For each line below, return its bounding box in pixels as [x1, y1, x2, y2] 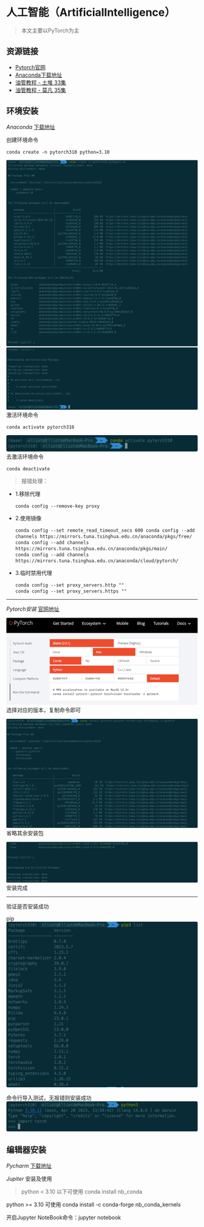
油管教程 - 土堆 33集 [15, 78, 67, 86]
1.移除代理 [15, 490, 41, 498]
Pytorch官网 [15, 63, 46, 70]
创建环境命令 [6, 136, 38, 143]
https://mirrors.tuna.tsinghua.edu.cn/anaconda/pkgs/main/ [15, 546, 168, 552]
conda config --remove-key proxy [15, 503, 100, 509]
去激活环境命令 [6, 453, 44, 461]
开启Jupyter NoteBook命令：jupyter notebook [6, 1214, 121, 1221]
